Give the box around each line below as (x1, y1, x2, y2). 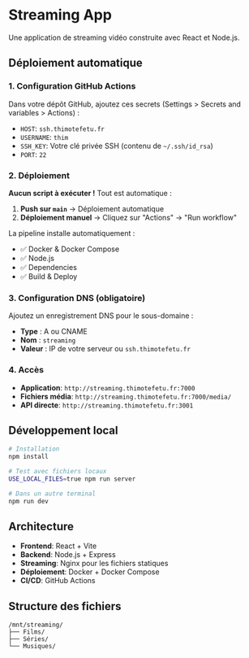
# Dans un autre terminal (8, 490, 96, 498)
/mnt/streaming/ (8, 621, 63, 630)
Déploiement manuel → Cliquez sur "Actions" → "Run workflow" (19, 212, 238, 222)
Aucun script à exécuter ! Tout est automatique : (8, 188, 172, 198)
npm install (8, 453, 49, 461)
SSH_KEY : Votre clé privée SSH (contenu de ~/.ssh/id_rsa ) (19, 141, 213, 150)
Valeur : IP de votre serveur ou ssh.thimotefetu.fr (19, 344, 191, 354)
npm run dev (8, 497, 49, 505)
